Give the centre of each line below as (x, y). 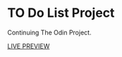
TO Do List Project (61, 13)
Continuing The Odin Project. (49, 32)
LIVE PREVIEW (29, 46)
